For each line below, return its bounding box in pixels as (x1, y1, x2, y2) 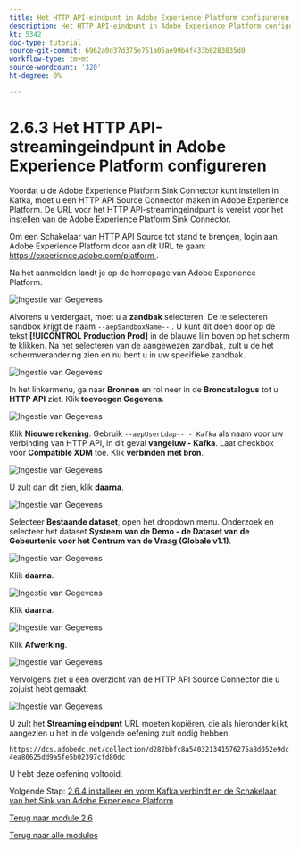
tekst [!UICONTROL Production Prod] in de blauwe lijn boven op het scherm (9, 330, 290, 340)
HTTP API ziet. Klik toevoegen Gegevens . (9, 393, 165, 404)
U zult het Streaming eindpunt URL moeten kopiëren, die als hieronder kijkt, (9, 718, 290, 728)
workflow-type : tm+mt (9, 55, 90, 63)
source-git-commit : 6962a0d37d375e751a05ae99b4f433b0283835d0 (9, 46, 246, 55)
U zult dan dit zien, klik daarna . (9, 482, 124, 492)
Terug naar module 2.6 (9, 812, 94, 823)
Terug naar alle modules (9, 829, 98, 840)
